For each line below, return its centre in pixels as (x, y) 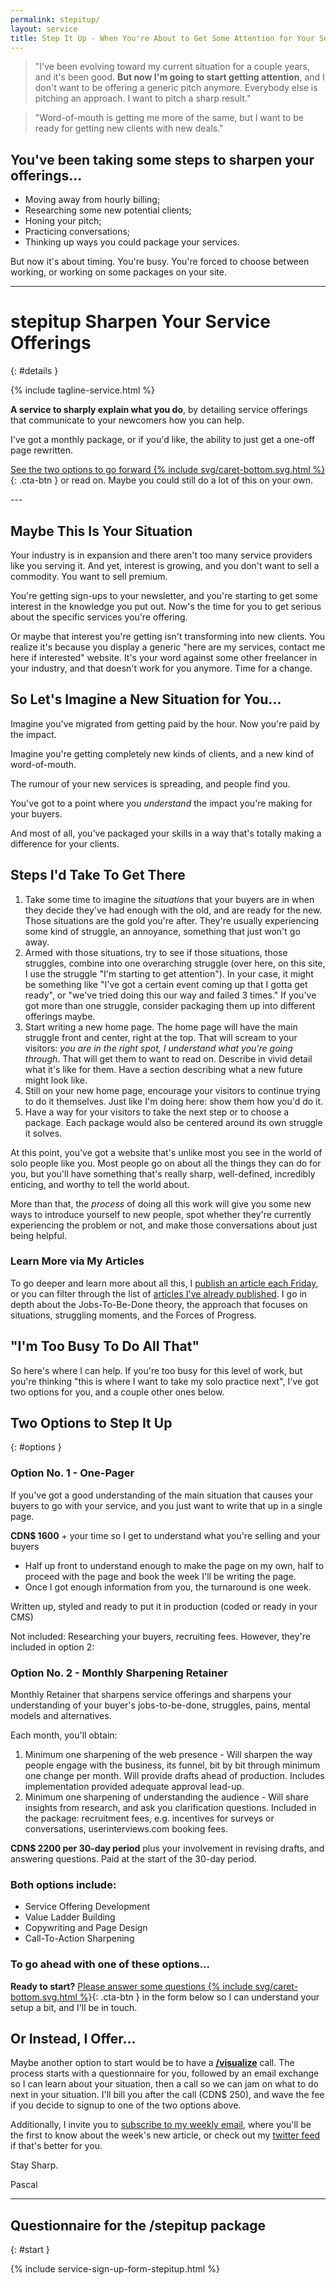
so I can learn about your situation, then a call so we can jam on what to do (164, 2084)
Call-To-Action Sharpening (79, 1938)
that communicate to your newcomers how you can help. (127, 420)
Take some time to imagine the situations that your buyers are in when (169, 899)
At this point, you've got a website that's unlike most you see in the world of (166, 1152)
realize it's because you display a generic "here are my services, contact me (168, 647)
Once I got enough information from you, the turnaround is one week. (168, 1587)
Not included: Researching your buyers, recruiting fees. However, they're (160, 1636)
